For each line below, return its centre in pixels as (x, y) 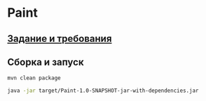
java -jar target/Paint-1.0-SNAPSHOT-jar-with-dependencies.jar (103, 91)
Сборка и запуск (46, 62)
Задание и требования (60, 39)
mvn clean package (34, 78)
